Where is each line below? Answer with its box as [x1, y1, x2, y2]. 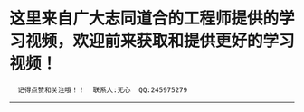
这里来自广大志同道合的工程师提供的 [9, 8, 280, 29]
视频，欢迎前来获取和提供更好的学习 [25, 31, 296, 51]
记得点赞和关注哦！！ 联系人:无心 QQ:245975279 [17, 85, 188, 95]
